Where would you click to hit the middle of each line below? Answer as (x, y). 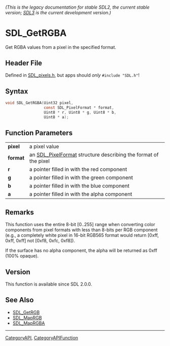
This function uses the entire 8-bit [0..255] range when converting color (80, 225)
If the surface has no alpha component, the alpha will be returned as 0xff (81, 250)
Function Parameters (39, 133)
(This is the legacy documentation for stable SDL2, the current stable (77, 7)
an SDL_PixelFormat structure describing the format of (94, 155)
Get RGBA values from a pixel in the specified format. (61, 47)
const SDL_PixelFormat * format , (79, 108)
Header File (24, 63)
